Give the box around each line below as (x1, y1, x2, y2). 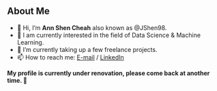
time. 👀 (7, 76, 27, 84)
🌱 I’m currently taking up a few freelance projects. (16, 45, 158, 53)
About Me (7, 5, 50, 17)
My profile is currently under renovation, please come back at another (7, 68, 210, 77)
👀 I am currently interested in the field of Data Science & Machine (16, 31, 201, 39)
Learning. (16, 38, 44, 47)
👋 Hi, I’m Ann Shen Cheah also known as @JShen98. (16, 23, 167, 31)
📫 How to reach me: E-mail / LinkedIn (16, 53, 124, 61)
